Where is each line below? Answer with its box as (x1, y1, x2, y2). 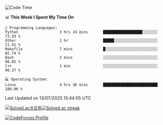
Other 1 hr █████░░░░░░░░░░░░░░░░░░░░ (5, 38, 158, 43)
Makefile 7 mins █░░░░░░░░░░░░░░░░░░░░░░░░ (5, 47, 158, 51)
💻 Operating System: (5, 77, 49, 82)
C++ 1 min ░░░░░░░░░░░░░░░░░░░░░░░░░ (5, 63, 158, 68)
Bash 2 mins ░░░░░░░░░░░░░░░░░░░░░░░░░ (5, 55, 158, 60)
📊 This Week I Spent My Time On (5, 15, 74, 20)
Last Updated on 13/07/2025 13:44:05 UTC (5, 95, 91, 101)
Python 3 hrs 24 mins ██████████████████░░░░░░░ (5, 30, 158, 34)
